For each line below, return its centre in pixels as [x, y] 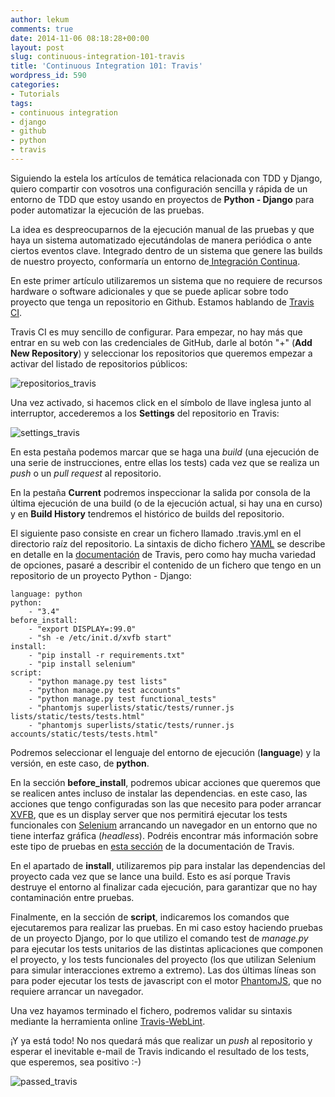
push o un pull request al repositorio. [86, 473]
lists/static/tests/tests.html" [77, 716]
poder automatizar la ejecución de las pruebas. [107, 210]
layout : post [37, 47]
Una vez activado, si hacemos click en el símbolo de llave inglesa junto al [161, 402]
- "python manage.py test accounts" [105, 690]
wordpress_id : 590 [48, 76]
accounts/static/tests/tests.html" [84, 734]
